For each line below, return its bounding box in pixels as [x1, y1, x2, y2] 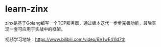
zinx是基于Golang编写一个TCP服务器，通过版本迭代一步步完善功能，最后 [5, 20, 152, 26]
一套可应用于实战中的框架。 [9, 26, 65, 32]
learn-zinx [5, 3, 48, 15]
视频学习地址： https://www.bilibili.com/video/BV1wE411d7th [5, 36, 126, 42]
